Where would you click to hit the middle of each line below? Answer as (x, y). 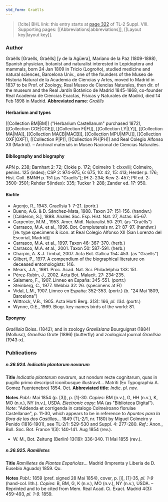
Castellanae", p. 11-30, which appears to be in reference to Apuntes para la (83, 413)
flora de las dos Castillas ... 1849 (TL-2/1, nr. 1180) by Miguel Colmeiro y (79, 419)
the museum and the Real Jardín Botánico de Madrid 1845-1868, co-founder (84, 90)
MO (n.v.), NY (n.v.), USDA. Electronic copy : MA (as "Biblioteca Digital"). (80, 403)
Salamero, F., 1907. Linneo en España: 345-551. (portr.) (69, 280)
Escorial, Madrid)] (31, 237)
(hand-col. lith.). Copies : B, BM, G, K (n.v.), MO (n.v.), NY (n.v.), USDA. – (79, 483)
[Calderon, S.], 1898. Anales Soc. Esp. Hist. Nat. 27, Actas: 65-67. (80, 216)
